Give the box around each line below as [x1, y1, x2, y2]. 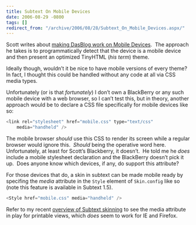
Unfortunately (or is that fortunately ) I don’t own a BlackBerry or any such [6, 89, 184, 96]
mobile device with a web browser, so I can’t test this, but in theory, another [6, 95, 190, 102]
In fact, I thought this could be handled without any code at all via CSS [6, 71, 176, 78]
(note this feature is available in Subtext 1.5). [6, 184, 113, 191]
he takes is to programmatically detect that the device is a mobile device [6, 48, 181, 55]
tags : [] [6, 19, 28, 25]
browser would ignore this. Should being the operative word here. [6, 142, 166, 148]
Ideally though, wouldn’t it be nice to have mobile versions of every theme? [6, 65, 188, 72]
